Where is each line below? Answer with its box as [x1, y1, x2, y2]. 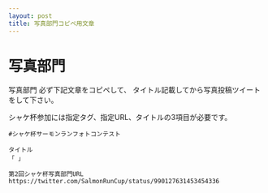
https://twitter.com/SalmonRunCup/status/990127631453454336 [8, 178, 220, 186]
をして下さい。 [8, 95, 58, 105]
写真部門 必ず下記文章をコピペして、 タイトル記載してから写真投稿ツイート [8, 85, 262, 95]
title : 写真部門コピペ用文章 [8, 19, 95, 28]
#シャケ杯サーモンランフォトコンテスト [8, 131, 121, 139]
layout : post [8, 11, 53, 20]
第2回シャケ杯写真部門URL [8, 170, 84, 178]
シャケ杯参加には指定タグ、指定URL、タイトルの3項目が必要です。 [8, 113, 232, 122]
